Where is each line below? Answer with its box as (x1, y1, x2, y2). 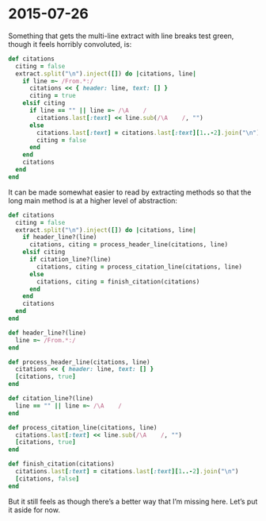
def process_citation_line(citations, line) (8, 423, 158, 431)
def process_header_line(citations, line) (8, 358, 150, 366)
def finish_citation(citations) (8, 460, 115, 469)
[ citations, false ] (15, 474, 80, 483)
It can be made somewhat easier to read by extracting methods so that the (8, 187, 252, 197)
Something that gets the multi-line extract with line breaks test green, (8, 31, 234, 41)
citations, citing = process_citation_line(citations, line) (36, 263, 243, 271)
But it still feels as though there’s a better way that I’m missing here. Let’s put (8, 496, 258, 506)
